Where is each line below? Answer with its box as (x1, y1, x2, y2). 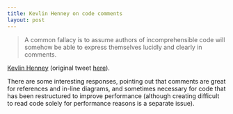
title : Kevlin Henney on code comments (7, 10, 123, 17)
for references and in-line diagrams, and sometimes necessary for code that (7, 84, 226, 93)
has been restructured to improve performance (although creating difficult (7, 91, 220, 100)
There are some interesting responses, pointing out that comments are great (7, 77, 226, 85)
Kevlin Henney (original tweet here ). (7, 64, 110, 72)
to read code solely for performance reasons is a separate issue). (7, 99, 195, 107)
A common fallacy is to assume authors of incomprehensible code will (24, 35, 225, 44)
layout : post (7, 17, 45, 23)
